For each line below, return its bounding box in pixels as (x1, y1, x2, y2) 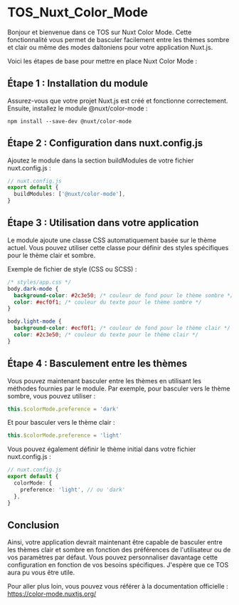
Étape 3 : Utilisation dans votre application (7, 217, 199, 229)
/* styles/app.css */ (7, 279, 72, 286)
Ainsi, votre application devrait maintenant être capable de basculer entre (7, 538, 223, 547)
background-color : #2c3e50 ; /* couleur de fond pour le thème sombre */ (14, 291, 234, 299)
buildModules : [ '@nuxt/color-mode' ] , (14, 190, 126, 198)
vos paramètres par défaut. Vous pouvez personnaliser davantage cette (7, 553, 218, 562)
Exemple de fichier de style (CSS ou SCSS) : (7, 264, 137, 273)
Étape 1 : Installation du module (7, 78, 148, 90)
